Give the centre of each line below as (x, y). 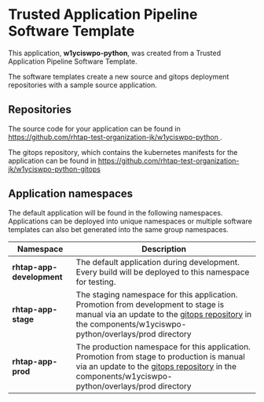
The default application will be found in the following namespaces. (115, 212)
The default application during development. (158, 262)
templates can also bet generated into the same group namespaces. (119, 229)
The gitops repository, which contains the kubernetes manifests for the (123, 152)
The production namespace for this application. (163, 346)
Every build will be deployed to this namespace (163, 271)
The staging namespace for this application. (157, 294)
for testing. (96, 282)
